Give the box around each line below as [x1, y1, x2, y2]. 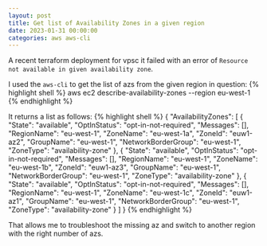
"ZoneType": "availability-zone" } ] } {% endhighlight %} [8, 205, 193, 215]
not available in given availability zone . [8, 64, 154, 74]
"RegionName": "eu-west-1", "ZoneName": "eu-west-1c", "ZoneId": [8, 188, 228, 197]
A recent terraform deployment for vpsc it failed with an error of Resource [8, 56, 249, 65]
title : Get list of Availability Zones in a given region [8, 19, 205, 27]
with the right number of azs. [8, 228, 104, 239]
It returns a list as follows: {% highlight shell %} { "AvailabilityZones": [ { [8, 112, 244, 122]
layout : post [8, 11, 52, 20]
